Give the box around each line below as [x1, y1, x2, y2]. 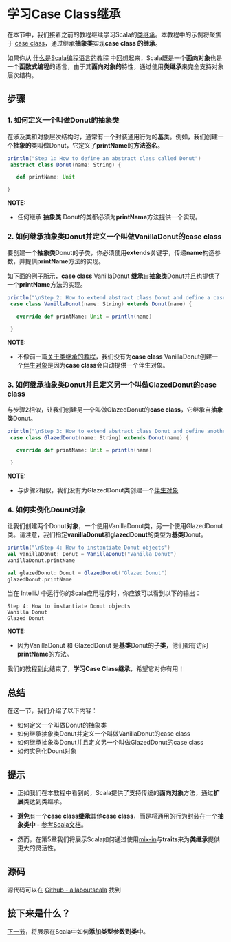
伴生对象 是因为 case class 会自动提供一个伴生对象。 [23, 361, 169, 369]
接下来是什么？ [7, 908, 71, 919]
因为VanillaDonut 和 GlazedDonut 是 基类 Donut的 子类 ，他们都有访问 [16, 641, 208, 650]
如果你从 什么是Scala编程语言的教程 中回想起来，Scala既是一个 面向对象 [7, 53, 211, 62]
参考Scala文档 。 [41, 821, 87, 829]
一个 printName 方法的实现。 [7, 281, 87, 289]
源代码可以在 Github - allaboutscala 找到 [7, 885, 122, 894]
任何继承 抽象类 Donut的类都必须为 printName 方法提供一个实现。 [16, 213, 201, 221]
